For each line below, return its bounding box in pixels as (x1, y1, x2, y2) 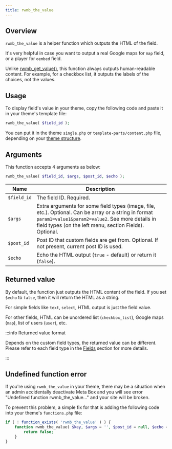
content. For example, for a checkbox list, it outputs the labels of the (5, 71, 149, 77)
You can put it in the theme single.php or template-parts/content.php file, (5, 130, 162, 136)
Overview (5, 27, 37, 35)
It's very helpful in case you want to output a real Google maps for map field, (5, 50, 165, 57)
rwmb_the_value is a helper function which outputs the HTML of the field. (5, 40, 158, 46)
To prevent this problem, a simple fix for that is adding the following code (5, 404, 160, 410)
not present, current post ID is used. (36, 243, 123, 250)
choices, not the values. (5, 77, 56, 83)
